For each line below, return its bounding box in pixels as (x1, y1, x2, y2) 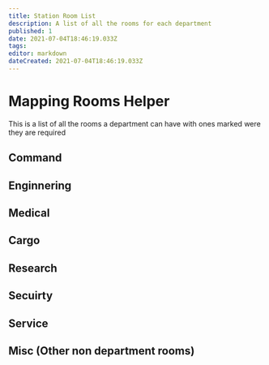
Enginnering (8, 178, 72, 192)
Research (8, 261, 58, 275)
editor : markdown (8, 49, 67, 58)
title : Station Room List (8, 11, 96, 20)
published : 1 (8, 27, 53, 35)
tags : (8, 42, 27, 50)
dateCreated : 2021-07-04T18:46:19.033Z (8, 58, 143, 66)
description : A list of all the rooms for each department (8, 19, 212, 28)
